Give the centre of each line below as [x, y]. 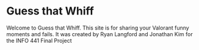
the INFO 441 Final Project [39, 40]
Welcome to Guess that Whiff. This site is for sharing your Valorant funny [98, 28]
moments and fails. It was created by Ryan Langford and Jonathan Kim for [100, 34]
